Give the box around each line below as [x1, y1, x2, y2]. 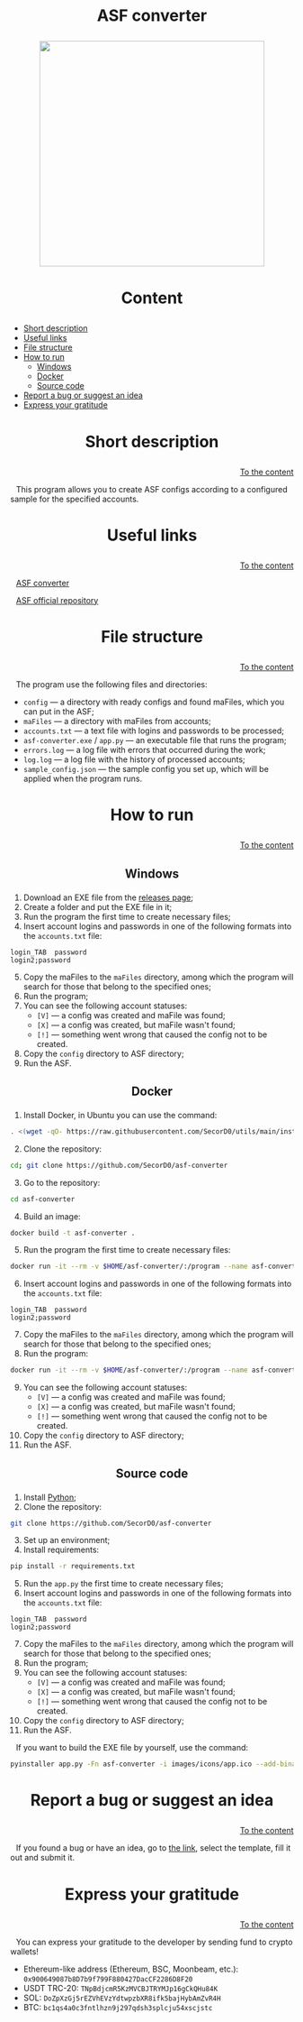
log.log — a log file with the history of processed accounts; [22, 754, 245, 765]
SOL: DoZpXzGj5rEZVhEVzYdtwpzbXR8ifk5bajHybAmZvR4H [22, 1992, 221, 2003]
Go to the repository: [22, 1177, 101, 1188]
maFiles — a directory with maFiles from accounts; [22, 715, 211, 726]
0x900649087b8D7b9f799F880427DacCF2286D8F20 [22, 1974, 193, 1984]
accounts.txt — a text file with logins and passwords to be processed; [22, 725, 285, 736]
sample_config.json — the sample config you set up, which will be [22, 763, 269, 774]
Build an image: [22, 1210, 81, 1222]
